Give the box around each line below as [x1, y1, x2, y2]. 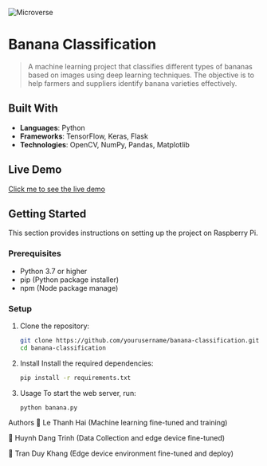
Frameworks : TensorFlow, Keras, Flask [19, 131, 149, 141]
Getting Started [8, 207, 87, 221]
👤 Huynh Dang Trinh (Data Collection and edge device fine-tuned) [8, 433, 226, 443]
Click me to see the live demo [8, 184, 106, 194]
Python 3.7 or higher [19, 266, 88, 276]
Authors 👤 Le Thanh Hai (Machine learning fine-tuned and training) [8, 418, 228, 428]
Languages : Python [19, 123, 85, 132]
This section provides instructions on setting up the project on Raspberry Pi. [8, 228, 258, 238]
